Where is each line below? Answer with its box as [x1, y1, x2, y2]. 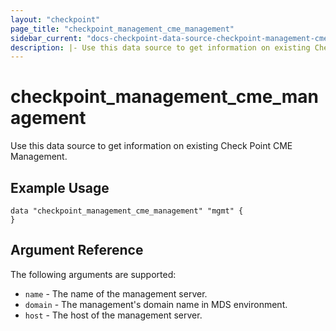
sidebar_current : [10, 33, 83, 43]
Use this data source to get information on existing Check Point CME [10, 140, 293, 152]
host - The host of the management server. [24, 309, 203, 321]
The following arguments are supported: [10, 268, 177, 280]
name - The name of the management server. [24, 287, 208, 300]
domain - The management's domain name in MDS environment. [24, 298, 288, 310]
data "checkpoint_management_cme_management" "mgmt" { [10, 206, 244, 216]
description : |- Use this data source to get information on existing [10, 42, 311, 53]
